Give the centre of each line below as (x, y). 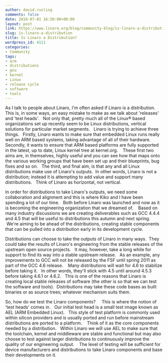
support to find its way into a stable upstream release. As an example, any (82, 255)
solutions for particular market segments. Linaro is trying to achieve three (82, 129)
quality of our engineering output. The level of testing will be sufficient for (83, 344)
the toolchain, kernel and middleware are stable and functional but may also (83, 334)
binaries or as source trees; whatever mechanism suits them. (68, 292)
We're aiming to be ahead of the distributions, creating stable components (83, 224)
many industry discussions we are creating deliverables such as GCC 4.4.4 (82, 213)
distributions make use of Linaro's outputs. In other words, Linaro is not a (81, 172)
